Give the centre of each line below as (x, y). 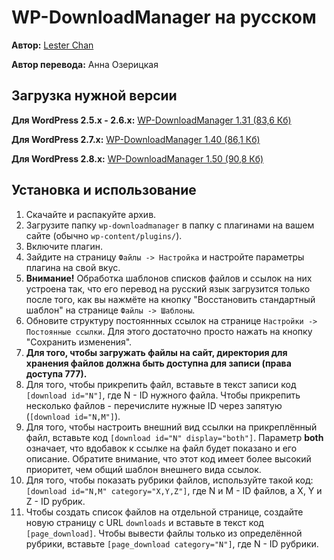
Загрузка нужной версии (94, 96)
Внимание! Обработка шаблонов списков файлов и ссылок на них (169, 278)
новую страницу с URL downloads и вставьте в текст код (144, 522)
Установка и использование (104, 190)
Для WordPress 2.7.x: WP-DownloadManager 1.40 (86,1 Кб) (136, 139)
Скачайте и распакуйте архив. (91, 214)
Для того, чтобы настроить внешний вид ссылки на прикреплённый (171, 427)
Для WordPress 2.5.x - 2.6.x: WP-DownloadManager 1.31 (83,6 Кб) (151, 120)
